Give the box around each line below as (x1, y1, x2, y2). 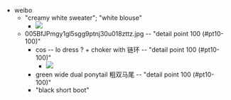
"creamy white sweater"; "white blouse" (24, 13, 142, 22)
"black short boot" (35, 86, 90, 94)
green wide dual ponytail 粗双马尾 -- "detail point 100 (35, 70, 192, 79)
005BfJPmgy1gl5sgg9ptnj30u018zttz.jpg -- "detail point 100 (24, 30, 201, 38)
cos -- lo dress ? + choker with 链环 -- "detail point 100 (35, 45, 197, 54)
